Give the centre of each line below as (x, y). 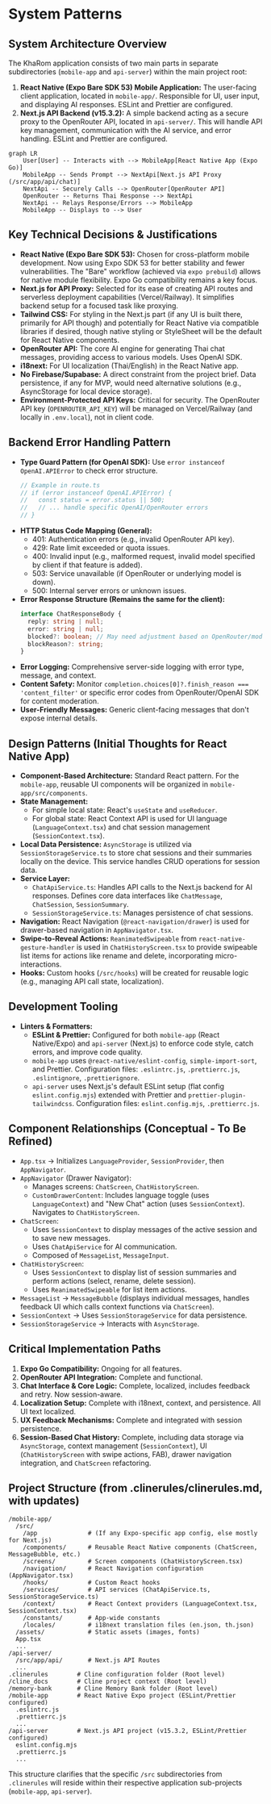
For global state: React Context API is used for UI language (129, 819)
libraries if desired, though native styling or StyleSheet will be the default (141, 331)
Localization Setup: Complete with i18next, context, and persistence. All (140, 1403)
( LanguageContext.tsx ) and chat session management (121, 827)
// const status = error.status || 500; (92, 500)
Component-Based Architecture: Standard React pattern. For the (129, 776)
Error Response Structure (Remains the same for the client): (123, 599)
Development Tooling (63, 1006)
